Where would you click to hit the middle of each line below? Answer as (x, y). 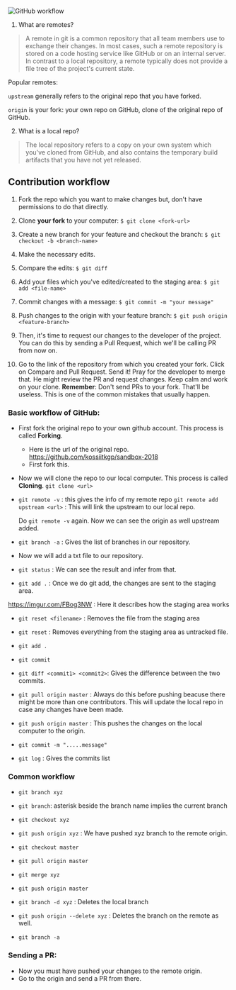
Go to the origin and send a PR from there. (80, 978)
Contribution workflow (59, 182)
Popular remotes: (33, 82)
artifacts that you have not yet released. (83, 160)
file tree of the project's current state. (80, 68)
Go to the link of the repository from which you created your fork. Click (121, 364)
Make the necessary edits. (57, 254)
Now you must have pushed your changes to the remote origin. (110, 971)
